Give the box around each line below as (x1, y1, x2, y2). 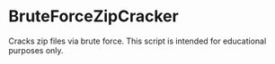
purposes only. (8, 44, 64, 55)
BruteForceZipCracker (8, 6, 179, 27)
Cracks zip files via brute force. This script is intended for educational (8, 36, 267, 46)
